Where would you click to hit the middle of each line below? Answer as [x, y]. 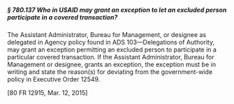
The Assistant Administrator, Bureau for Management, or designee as [107, 34]
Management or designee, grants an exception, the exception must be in [112, 64]
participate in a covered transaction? [63, 17]
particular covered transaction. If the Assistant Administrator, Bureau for [111, 57]
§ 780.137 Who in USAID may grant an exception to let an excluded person [117, 10]
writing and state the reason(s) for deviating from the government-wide [110, 72]
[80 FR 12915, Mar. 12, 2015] [47, 92]
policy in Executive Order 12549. [54, 79]
